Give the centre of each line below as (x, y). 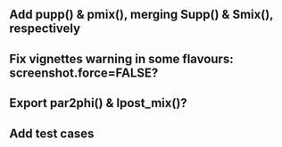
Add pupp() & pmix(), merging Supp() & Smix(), (141, 15)
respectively (45, 29)
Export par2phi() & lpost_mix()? (98, 103)
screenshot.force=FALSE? (84, 73)
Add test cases (52, 133)
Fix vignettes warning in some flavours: (121, 58)
